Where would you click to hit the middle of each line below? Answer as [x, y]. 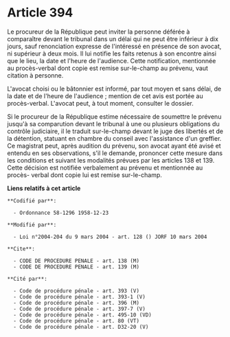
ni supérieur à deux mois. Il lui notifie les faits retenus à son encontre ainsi [112, 54]
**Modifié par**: [32, 224]
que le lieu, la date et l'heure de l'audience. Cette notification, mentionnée [112, 60]
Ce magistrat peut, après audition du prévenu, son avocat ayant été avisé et [114, 146]
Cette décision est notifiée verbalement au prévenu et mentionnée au [105, 167]
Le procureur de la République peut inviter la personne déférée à [99, 32]
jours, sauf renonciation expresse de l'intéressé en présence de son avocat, [114, 46]
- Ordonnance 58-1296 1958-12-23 [61, 213]
